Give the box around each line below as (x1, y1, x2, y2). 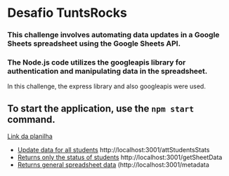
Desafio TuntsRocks (7, 5, 128, 21)
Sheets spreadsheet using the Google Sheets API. (7, 39, 181, 48)
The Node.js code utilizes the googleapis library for (7, 57, 186, 67)
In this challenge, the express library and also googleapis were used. (7, 82, 206, 90)
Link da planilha (7, 132, 53, 141)
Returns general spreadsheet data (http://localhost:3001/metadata (17, 161, 209, 169)
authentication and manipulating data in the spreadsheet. (7, 67, 208, 76)
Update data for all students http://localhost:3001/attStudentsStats (17, 146, 210, 154)
